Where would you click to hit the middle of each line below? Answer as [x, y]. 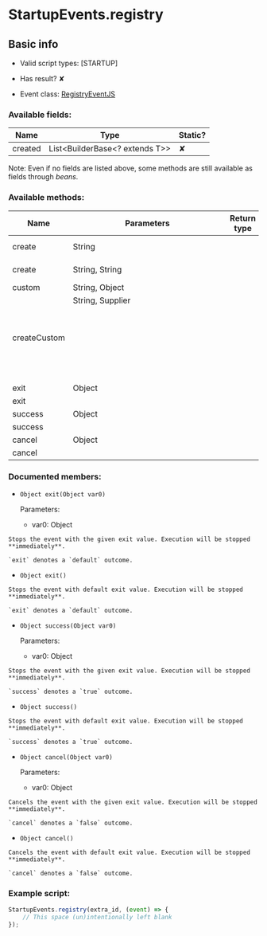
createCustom [39, 338]
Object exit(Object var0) [62, 494]
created [27, 149]
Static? [192, 135]
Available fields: [40, 115]
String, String [97, 269]
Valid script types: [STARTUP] [69, 63]
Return [243, 218]
